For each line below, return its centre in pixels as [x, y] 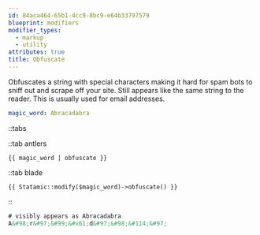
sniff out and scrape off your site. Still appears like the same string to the [126, 90]
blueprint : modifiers [44, 23]
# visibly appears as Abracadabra [65, 216]
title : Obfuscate [37, 60]
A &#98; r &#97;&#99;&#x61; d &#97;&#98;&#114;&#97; [88, 223]
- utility [31, 45]
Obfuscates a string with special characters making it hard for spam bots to [130, 82]
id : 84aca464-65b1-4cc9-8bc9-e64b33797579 [79, 15]
